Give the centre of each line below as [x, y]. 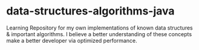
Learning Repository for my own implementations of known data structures [99, 28]
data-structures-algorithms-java [90, 11]
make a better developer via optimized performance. [72, 40]
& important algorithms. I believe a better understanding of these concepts [99, 34]
